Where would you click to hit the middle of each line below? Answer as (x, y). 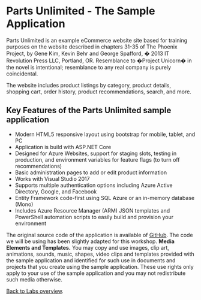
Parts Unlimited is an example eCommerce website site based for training (97, 40)
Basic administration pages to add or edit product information (91, 172)
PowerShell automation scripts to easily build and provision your (94, 217)
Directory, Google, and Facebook (56, 191)
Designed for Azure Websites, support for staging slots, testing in (96, 153)
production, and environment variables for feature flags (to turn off (97, 159)
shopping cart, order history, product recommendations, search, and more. (99, 92)
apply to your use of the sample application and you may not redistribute (96, 273)
